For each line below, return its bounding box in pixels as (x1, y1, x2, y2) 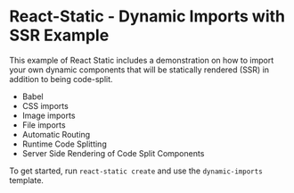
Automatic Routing (21, 129, 91, 139)
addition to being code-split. (9, 73, 113, 84)
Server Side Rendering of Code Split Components (21, 147, 205, 158)
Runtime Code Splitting (21, 138, 107, 149)
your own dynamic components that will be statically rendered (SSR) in (9, 64, 270, 75)
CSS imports (21, 100, 69, 111)
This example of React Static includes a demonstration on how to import (9, 55, 274, 65)
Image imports (21, 110, 76, 121)
